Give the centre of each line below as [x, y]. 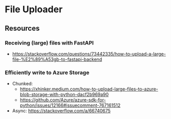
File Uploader [34, 9]
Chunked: [22, 84]
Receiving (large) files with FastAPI [49, 43]
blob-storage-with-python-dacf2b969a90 [64, 94]
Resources [22, 28]
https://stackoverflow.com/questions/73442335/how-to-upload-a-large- [89, 54]
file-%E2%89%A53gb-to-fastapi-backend [57, 59]
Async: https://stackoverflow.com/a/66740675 [61, 111]
